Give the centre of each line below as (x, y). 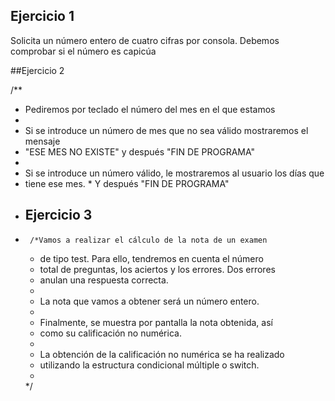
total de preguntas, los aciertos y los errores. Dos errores (157, 269)
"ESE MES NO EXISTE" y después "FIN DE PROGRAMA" (140, 151)
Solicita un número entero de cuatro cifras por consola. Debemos (145, 40)
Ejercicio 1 (42, 16)
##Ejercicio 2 (37, 70)
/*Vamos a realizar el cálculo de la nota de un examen (148, 240)
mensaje (42, 141)
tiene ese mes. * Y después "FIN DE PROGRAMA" (127, 183)
